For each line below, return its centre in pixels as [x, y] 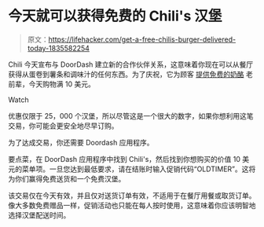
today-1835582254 [59, 48]
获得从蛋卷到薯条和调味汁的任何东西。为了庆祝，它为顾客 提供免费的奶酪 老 [130, 74]
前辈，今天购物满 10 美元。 [52, 84]
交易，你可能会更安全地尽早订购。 [63, 126]
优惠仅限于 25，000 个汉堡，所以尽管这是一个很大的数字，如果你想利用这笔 [131, 115]
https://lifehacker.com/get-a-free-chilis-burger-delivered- [142, 39]
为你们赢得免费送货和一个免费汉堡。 [67, 178]
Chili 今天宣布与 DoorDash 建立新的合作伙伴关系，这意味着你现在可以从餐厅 [131, 64]
